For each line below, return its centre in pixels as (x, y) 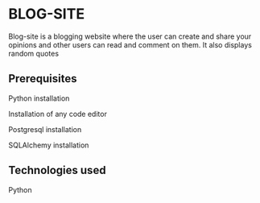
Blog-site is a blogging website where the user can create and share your (130, 36)
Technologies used (57, 170)
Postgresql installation (45, 129)
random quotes (33, 53)
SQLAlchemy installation (49, 145)
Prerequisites (43, 79)
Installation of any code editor (58, 114)
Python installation (39, 98)
